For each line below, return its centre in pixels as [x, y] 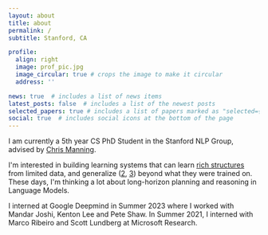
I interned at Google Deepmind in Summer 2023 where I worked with [121, 206]
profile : [23, 53]
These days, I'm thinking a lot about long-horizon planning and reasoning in [132, 182]
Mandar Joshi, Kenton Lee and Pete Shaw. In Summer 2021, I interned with [131, 214]
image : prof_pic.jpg [49, 67]
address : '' [35, 82]
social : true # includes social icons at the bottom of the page [121, 119]
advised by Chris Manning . [52, 150]
